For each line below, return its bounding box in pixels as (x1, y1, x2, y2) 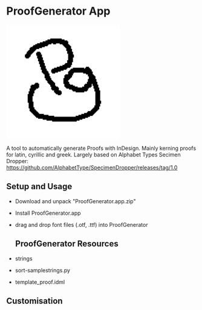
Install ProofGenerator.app (15, 209, 81, 217)
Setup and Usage (6, 181, 73, 192)
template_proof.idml (15, 278, 65, 286)
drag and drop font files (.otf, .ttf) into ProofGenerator (15, 221, 148, 228)
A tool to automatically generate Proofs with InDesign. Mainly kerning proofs (6, 144, 197, 152)
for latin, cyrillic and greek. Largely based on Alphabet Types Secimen (6, 150, 181, 158)
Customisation (6, 295, 63, 306)
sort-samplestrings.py (15, 266, 71, 274)
